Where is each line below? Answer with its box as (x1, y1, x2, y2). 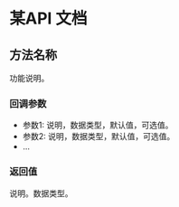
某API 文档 (9, 8, 88, 29)
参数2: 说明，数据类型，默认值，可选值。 (22, 131, 175, 142)
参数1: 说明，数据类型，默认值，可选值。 (22, 119, 174, 131)
